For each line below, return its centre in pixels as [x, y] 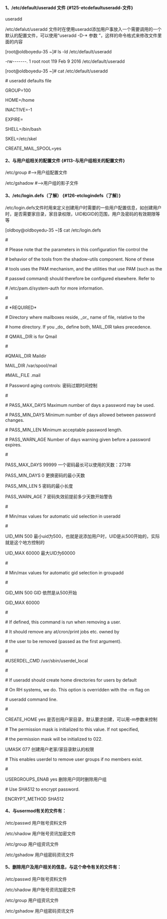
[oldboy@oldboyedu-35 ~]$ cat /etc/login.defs [53, 230]
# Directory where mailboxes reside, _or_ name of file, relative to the [75, 317]
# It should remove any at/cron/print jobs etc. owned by [62, 631]
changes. [15, 420]
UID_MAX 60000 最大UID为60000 [40, 553]
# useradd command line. [31, 699]
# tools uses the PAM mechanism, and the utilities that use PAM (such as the [84, 269]
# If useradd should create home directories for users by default [71, 680]
